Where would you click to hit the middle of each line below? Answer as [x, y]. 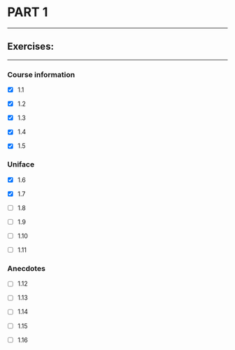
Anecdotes [26, 268]
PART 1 [28, 12]
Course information [41, 74]
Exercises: [31, 47]
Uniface [21, 164]
